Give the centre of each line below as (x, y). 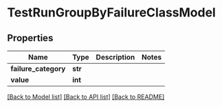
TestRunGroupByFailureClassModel (112, 13)
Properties (30, 38)
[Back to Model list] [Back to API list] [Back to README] (86, 97)
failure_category (38, 69)
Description (115, 57)
